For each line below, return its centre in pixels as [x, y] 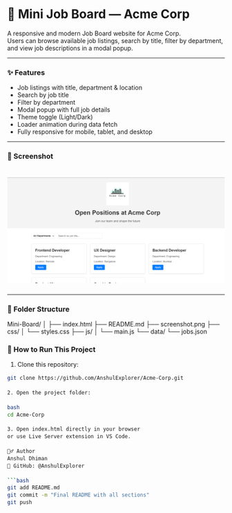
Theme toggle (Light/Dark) [55, 117]
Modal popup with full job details [64, 110]
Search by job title [43, 95]
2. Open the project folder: [49, 393]
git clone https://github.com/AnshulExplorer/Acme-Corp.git [96, 378]
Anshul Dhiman [28, 458]
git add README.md [33, 488]
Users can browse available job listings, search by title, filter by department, [115, 40]
